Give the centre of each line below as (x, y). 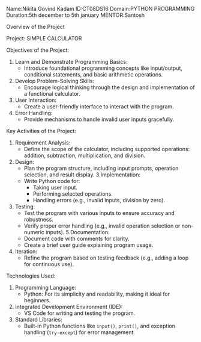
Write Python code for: (52, 181)
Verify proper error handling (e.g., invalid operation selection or (102, 226)
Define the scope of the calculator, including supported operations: (107, 149)
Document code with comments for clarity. (76, 238)
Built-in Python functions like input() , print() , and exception (100, 326)
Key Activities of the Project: (41, 131)
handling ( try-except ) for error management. (79, 332)
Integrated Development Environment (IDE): (69, 307)
